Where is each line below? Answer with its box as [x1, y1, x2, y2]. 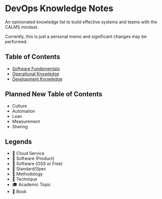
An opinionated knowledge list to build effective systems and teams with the [5, 19, 158, 25]
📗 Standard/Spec [12, 166, 47, 172]
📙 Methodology [12, 171, 43, 177]
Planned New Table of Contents [5, 90, 103, 99]
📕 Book [12, 189, 27, 195]
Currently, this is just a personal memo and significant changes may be [5, 33, 147, 39]
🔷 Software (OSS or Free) [12, 161, 63, 166]
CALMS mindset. [5, 24, 39, 30]
